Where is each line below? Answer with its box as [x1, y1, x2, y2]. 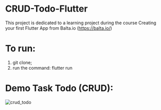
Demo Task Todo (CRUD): [5, 83, 114, 94]
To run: [5, 43, 36, 54]
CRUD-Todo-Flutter [5, 3, 88, 15]
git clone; [12, 59, 32, 66]
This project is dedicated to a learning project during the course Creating [5, 20, 156, 26]
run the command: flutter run [12, 65, 73, 71]
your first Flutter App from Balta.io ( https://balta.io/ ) [5, 25, 112, 31]
